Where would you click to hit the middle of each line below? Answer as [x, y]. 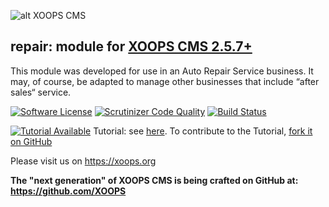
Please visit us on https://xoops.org [83, 161]
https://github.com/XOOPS [68, 191]
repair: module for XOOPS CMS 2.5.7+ [131, 46]
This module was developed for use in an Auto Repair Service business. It [162, 71]
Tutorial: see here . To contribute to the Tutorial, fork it [203, 131]
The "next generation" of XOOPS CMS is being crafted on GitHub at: [154, 180]
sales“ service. [41, 92]
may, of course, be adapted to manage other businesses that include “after [165, 81]
